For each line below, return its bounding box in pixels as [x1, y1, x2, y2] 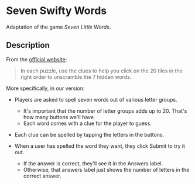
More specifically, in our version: [6, 85, 85, 92]
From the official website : [6, 55, 67, 63]
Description [6, 40, 50, 50]
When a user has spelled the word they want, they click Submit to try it [14, 142, 186, 150]
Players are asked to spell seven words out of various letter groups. [14, 96, 177, 103]
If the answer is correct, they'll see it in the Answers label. [23, 159, 163, 167]
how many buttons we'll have [23, 113, 94, 120]
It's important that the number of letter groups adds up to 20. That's [23, 107, 187, 114]
